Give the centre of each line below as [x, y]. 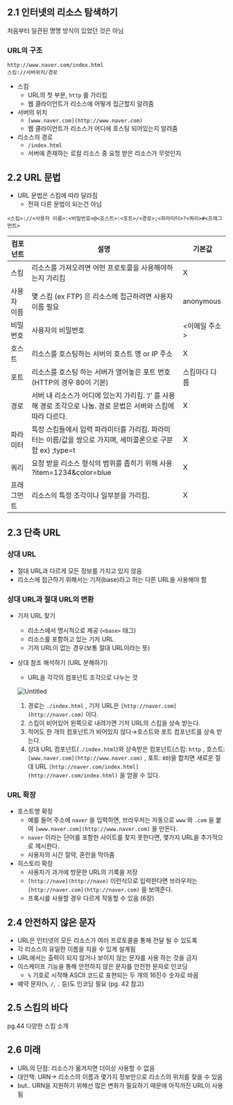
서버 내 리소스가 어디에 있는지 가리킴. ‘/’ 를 [96, 395]
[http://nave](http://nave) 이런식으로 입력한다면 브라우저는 [112, 881]
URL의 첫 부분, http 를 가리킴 [67, 95]
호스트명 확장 [35, 812]
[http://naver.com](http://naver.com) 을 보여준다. [100, 889]
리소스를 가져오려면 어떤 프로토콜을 [86, 268]
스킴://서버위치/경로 [33, 73]
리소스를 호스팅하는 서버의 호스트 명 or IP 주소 [102, 353]
